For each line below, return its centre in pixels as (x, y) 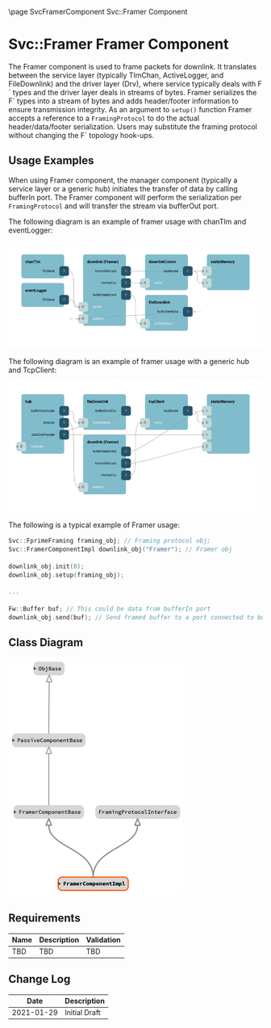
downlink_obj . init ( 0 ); (46, 566)
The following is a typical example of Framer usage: (94, 525)
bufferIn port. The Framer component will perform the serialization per (125, 197)
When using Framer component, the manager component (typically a (123, 180)
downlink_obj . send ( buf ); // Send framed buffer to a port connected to (131, 618)
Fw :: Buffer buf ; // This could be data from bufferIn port (110, 609)
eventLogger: (31, 230)
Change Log (40, 979)
